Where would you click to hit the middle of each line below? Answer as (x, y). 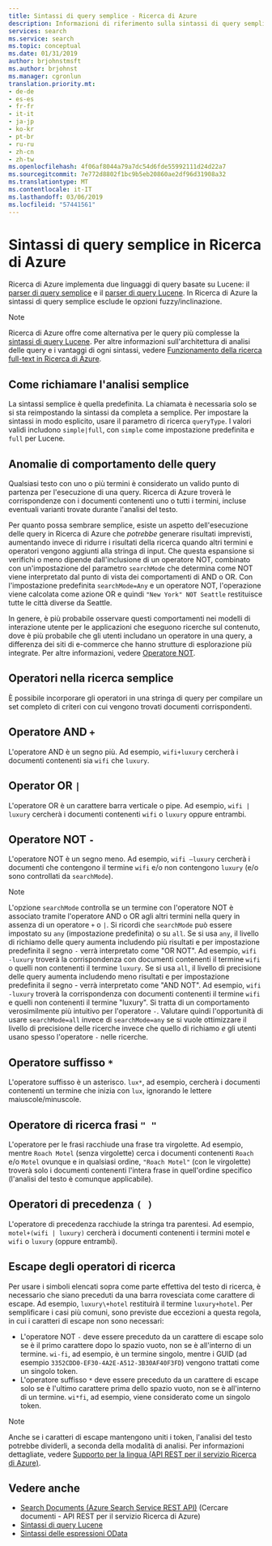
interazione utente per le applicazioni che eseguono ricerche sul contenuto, (134, 627)
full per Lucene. (37, 438)
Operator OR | (45, 786)
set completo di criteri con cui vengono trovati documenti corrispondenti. (130, 706)
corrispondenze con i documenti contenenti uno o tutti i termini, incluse (127, 501)
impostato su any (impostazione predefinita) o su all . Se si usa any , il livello (134, 933)
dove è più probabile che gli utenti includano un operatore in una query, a (131, 636)
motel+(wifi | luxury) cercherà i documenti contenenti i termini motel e (130, 1232)
